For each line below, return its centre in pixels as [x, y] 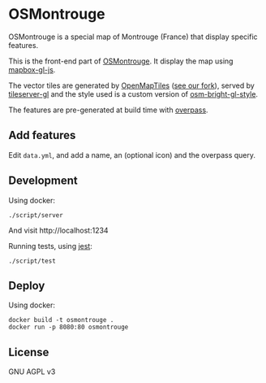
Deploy [27, 285]
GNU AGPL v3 [32, 372]
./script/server [36, 215]
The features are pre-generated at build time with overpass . [108, 110]
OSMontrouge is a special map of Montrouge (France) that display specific [133, 37]
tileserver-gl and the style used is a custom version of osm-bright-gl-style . [133, 94]
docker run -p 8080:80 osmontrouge [69, 327]
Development [43, 181]
